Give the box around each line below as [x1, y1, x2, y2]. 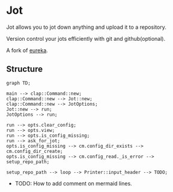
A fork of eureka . [6, 46, 48, 54]
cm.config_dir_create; [6, 148, 63, 154]
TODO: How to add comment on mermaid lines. [14, 179, 132, 187]
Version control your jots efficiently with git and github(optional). [6, 35, 166, 42]
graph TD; [6, 80, 31, 86]
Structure [6, 64, 43, 74]
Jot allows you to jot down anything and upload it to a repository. [6, 23, 167, 31]
